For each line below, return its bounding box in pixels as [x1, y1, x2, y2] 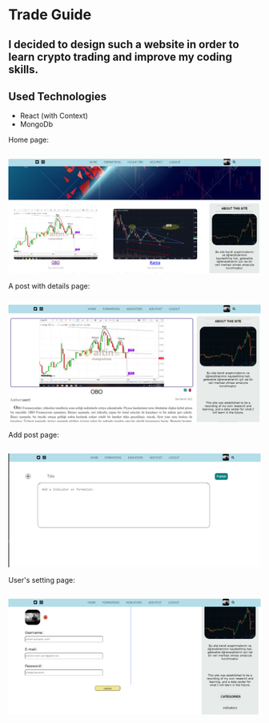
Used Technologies [8, 90, 106, 103]
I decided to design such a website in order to [8, 38, 239, 51]
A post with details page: [8, 281, 90, 290]
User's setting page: [8, 575, 76, 584]
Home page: [8, 135, 50, 145]
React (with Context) [19, 111, 88, 121]
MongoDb [19, 119, 54, 129]
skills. [8, 63, 38, 76]
